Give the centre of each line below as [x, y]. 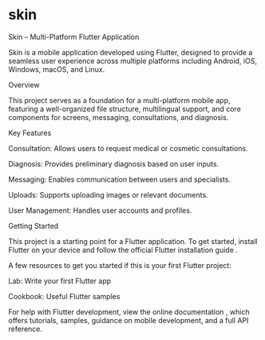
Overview [24, 85]
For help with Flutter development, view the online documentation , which [129, 312]
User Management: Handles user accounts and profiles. [100, 210]
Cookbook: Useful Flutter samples [64, 296]
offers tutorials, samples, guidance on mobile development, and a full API [129, 320]
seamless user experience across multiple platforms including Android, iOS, [133, 61]
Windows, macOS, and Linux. [57, 69]
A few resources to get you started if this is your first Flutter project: [120, 265]
